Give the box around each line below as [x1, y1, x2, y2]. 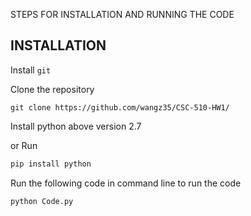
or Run [10, 139, 38, 151]
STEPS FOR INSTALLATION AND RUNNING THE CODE [10, 9, 235, 20]
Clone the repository [10, 83, 95, 95]
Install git [10, 64, 52, 76]
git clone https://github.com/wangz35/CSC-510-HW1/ [10, 102, 230, 113]
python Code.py [10, 196, 74, 206]
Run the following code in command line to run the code [10, 177, 242, 189]
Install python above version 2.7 [10, 120, 142, 132]
